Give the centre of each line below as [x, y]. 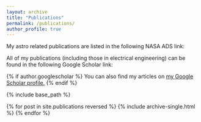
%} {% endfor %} [28, 113]
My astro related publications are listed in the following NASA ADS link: [96, 46]
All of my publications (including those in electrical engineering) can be [96, 58]
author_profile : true [34, 29]
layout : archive [27, 12]
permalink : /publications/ [41, 23]
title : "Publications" [35, 18]
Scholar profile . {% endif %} [42, 83]
